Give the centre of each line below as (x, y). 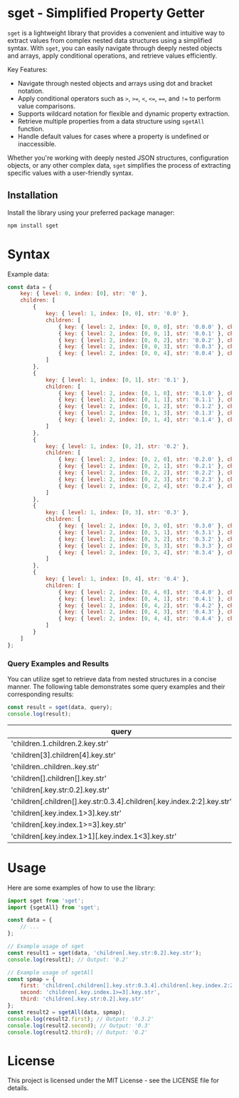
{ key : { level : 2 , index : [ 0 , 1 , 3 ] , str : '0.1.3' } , (141, 413)
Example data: (28, 274)
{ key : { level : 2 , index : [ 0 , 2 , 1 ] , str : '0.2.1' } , (141, 466)
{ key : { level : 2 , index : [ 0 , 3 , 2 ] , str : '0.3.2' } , (141, 539)
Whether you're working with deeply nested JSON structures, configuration (118, 158)
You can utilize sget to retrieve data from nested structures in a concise (112, 678)
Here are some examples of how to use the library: (81, 888)
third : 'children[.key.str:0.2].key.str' (82, 999)
